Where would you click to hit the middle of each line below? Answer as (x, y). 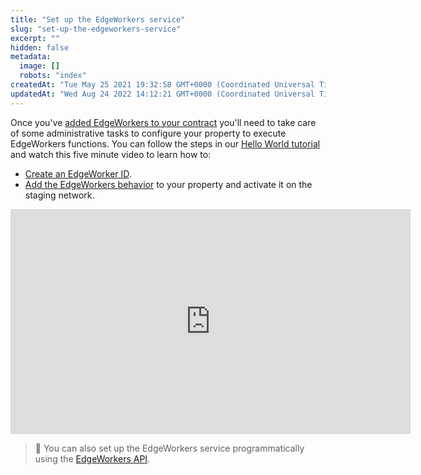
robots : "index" (53, 76)
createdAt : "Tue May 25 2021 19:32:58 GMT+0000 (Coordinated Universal (162, 85)
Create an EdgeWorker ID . (78, 173)
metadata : (31, 57)
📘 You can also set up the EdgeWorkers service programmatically (169, 448)
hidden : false (40, 47)
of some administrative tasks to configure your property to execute (148, 133)
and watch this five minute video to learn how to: (111, 154)
